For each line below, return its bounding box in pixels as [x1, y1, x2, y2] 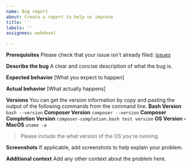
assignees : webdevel [6, 30, 57, 36]
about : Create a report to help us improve [6, 14, 114, 20]
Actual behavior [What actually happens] [6, 85, 106, 92]
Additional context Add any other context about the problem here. [6, 155, 166, 162]
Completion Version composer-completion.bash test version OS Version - [6, 115, 187, 123]
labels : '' [6, 24, 33, 31]
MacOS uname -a [6, 121, 47, 128]
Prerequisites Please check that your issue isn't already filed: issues [6, 51, 171, 58]
